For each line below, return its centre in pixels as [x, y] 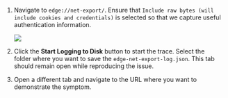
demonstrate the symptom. [52, 87]
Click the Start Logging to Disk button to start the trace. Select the [109, 51]
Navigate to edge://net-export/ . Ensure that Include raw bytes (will [114, 10]
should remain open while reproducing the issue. [84, 66]
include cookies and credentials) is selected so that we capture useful [117, 17]
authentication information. [52, 25]
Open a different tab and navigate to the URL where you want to [105, 80]
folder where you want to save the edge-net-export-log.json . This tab [114, 59]
